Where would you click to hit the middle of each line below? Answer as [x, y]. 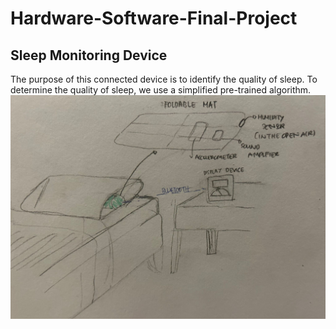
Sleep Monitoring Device [89, 55]
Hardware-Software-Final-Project [154, 18]
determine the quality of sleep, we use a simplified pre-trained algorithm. [161, 90]
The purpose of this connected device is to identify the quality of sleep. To [164, 79]
